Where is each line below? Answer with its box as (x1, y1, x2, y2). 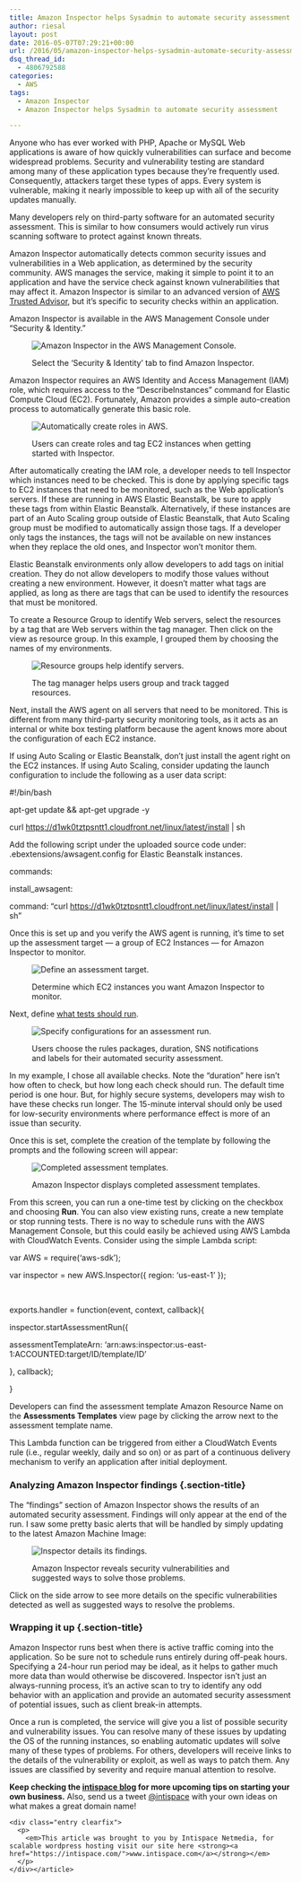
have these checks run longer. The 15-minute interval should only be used (9, 1099, 283, 1110)
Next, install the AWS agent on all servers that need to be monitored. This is (9, 705, 288, 716)
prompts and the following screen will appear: (9, 1145, 178, 1155)
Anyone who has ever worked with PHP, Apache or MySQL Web (9, 137, 246, 148)
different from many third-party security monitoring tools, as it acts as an (9, 714, 279, 725)
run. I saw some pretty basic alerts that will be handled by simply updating (9, 1518, 284, 1529)
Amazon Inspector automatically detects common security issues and (9, 248, 267, 259)
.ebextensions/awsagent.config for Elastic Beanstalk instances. (9, 849, 244, 859)
